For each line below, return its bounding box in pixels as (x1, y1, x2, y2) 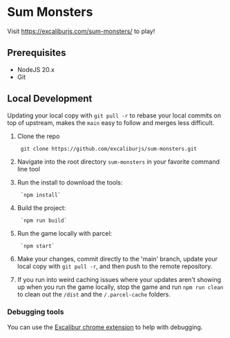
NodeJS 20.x (17, 65, 55, 73)
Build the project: (17, 203, 66, 212)
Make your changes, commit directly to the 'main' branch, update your (17, 254, 218, 263)
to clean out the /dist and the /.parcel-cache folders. (17, 290, 171, 298)
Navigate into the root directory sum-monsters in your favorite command (17, 157, 220, 166)
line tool (17, 165, 40, 173)
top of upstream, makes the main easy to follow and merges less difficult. (7, 118, 215, 126)
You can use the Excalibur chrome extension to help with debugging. (7, 323, 203, 331)
